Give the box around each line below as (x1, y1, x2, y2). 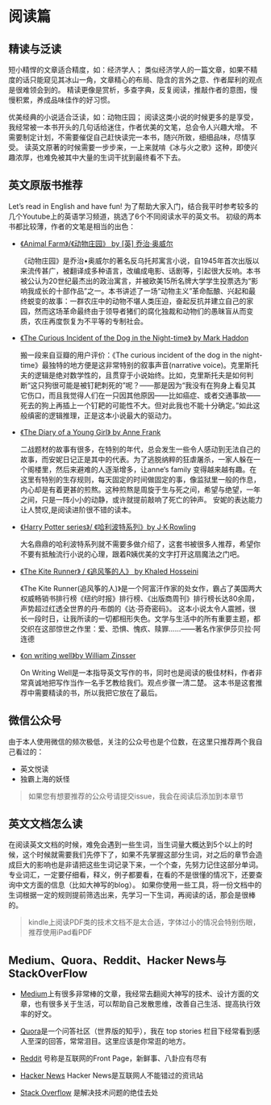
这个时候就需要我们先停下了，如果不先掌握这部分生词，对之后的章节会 (22, 850, 256, 860)
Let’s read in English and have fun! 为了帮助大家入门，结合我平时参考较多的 (8, 201, 259, 211)
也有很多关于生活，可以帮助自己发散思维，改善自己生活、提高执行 (34, 999, 254, 1009)
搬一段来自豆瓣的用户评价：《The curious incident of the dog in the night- (19, 350, 263, 360)
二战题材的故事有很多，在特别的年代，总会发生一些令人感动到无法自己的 (19, 444, 261, 454)
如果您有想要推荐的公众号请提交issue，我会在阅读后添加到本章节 (27, 791, 244, 801)
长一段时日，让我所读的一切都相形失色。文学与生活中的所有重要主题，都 (19, 614, 261, 623)
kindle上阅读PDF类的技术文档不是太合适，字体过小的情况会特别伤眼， (27, 917, 261, 928)
